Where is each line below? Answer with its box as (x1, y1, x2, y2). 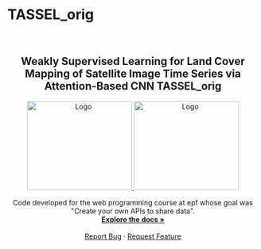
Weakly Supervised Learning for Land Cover (20, 55, 246, 68)
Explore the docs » (101, 214, 165, 224)
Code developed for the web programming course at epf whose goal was (12, 197, 254, 207)
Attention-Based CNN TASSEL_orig (44, 79, 222, 93)
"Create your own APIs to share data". (70, 206, 196, 216)
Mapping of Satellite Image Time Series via (24, 67, 242, 81)
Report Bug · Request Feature (84, 232, 181, 241)
